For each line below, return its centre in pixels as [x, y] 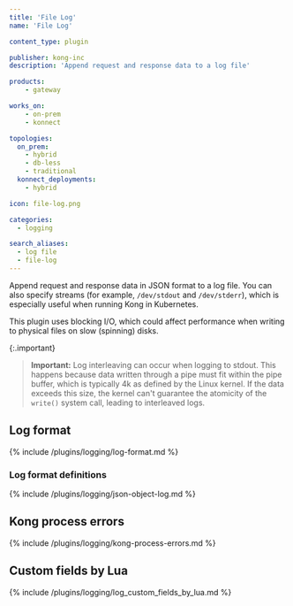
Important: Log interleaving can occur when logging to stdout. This [153, 364]
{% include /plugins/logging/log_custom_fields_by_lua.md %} [120, 592]
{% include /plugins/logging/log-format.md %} [94, 451]
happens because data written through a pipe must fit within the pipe [156, 374]
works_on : [27, 106]
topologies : [31, 138]
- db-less [43, 163]
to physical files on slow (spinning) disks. [84, 330]
